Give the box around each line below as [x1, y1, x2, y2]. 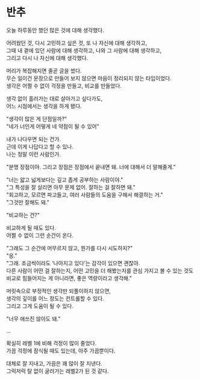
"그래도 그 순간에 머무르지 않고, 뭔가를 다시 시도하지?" [6, 244, 133, 251]
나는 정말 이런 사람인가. [6, 150, 61, 158]
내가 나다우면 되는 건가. [6, 135, 61, 142]
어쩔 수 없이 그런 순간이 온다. [6, 231, 74, 239]
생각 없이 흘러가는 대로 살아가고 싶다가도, [6, 94, 103, 102]
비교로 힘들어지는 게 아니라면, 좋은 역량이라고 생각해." [6, 274, 133, 281]
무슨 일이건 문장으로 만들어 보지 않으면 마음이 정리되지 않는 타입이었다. [6, 75, 172, 82]
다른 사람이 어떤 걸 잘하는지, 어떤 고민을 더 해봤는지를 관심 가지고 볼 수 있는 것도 [6, 267, 194, 274]
